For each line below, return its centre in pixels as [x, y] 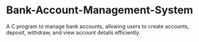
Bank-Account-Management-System [100, 10]
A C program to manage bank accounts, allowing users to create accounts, [98, 26]
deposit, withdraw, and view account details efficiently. [73, 32]
